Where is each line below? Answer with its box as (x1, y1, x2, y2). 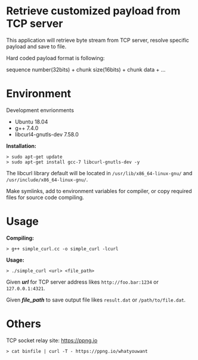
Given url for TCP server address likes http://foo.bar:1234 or (6, 278, 159, 285)
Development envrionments (6, 106, 75, 114)
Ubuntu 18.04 (14, 118, 48, 125)
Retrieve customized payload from (6, 4, 181, 18)
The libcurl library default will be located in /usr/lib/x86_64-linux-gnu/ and (6, 169, 193, 176)
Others (6, 317, 42, 330)
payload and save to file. (6, 43, 67, 50)
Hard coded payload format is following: (6, 54, 105, 61)
